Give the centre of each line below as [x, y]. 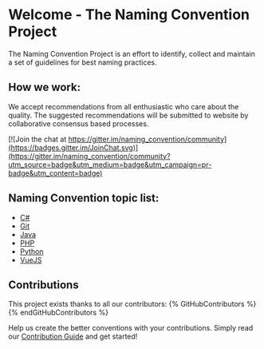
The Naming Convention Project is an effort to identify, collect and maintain [132, 54]
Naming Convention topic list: [84, 198]
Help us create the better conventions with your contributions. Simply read [131, 328]
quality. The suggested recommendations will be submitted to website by [128, 115]
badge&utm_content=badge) [55, 173]
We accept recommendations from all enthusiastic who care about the [124, 106]
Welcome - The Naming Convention [129, 15]
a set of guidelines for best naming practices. [83, 62]
